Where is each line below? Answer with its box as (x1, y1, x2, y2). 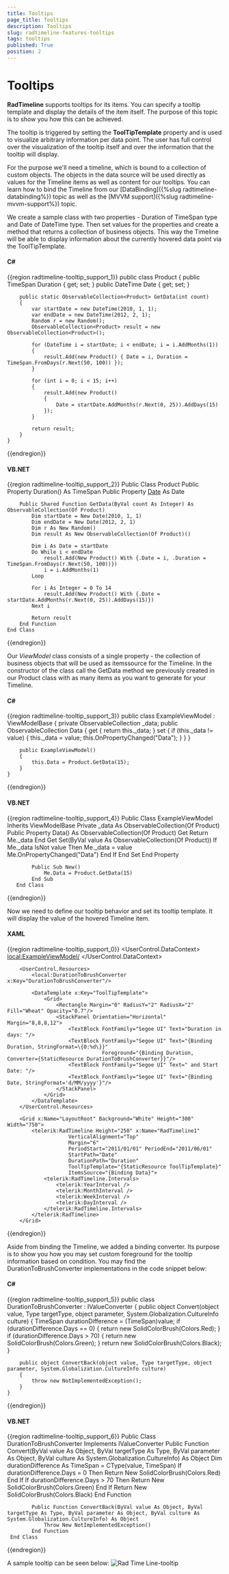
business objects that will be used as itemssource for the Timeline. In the (7, 659, 213, 668)
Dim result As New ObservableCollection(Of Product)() (31, 531, 191, 538)
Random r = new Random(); (31, 318, 106, 325)
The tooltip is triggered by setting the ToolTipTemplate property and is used (7, 128, 222, 136)
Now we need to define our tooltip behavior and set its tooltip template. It (7, 907, 213, 915)
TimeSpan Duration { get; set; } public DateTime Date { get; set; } (7, 280, 190, 288)
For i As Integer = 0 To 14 (31, 585, 111, 592)
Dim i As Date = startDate (31, 542, 109, 550)
